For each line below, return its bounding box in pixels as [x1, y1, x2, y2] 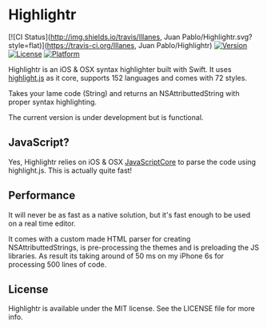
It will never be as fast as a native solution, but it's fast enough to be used [8, 210, 250, 219]
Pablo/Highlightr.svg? [181, 32, 253, 42]
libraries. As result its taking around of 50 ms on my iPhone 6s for [8, 250, 225, 261]
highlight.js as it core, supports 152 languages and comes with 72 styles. [8, 73, 248, 82]
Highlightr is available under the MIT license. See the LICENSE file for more [8, 304, 256, 314]
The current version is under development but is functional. [8, 112, 204, 122]
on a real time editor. [8, 218, 76, 228]
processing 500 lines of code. [8, 259, 107, 269]
